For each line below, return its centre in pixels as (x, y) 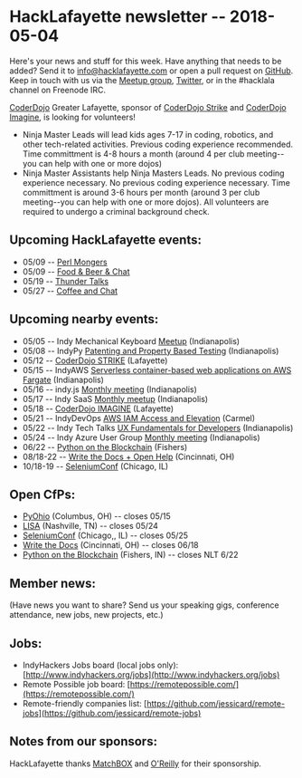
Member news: (53, 583)
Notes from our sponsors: (84, 741)
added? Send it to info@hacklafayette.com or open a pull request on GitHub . (151, 71)
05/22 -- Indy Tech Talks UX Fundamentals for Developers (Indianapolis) (158, 427)
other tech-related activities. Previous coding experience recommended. (158, 144)
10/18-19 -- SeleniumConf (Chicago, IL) (95, 466)
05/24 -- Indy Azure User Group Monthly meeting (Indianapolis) (141, 437)
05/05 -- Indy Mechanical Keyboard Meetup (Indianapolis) (131, 341)
